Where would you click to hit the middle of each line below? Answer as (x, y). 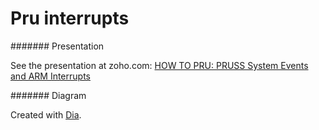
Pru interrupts (70, 18)
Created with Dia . (46, 114)
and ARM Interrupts (50, 76)
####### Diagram (48, 95)
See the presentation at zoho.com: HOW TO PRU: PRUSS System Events (159, 65)
